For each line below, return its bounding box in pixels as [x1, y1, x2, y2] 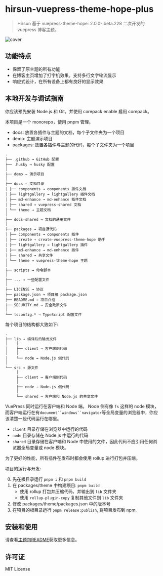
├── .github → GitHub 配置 [5, 157, 59, 162]
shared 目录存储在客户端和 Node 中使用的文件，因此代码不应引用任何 [12, 438, 153, 444]
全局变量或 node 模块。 [21, 445, 69, 451]
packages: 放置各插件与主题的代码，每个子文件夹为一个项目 [12, 142, 135, 148]
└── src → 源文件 [5, 365, 39, 370]
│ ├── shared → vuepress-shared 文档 [5, 202, 81, 207]
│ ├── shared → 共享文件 [5, 253, 53, 258]
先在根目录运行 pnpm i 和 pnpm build [12, 476, 86, 482]
